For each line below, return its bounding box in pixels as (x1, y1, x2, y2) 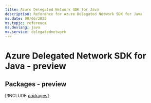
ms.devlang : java (5, 25, 40, 30)
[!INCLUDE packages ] (5, 93, 49, 98)
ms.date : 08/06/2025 (5, 16, 47, 21)
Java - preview (5, 61, 67, 72)
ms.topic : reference (5, 20, 47, 26)
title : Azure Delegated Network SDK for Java (5, 7, 99, 12)
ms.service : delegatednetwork (5, 29, 67, 34)
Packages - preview (5, 80, 67, 88)
